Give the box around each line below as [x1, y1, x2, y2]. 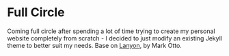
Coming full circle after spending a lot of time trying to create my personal [7, 27, 215, 35]
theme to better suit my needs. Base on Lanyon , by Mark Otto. [7, 41, 183, 49]
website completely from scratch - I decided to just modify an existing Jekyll [7, 34, 222, 42]
